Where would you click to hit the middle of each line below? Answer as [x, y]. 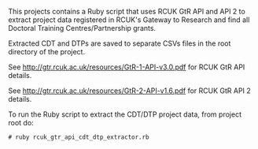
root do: [21, 123]
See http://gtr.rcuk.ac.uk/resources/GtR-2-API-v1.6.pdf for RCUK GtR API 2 [130, 91]
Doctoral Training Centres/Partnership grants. [82, 28]
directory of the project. [46, 52]
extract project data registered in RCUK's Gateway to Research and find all [129, 20]
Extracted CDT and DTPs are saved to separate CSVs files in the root [120, 43]
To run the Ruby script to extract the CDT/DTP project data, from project [125, 114]
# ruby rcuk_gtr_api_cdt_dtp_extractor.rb [79, 137]
